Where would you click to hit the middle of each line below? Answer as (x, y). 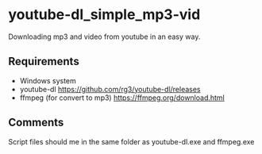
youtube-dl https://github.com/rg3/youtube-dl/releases (110, 89)
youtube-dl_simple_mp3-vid (104, 15)
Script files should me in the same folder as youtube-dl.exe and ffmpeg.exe (131, 141)
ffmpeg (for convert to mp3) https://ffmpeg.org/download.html (122, 98)
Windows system (48, 80)
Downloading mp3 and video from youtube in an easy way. (104, 37)
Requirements (44, 62)
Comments (36, 123)
